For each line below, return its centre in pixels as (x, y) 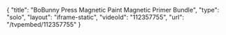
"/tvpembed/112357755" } (44, 24)
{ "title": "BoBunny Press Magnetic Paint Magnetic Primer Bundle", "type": (113, 10)
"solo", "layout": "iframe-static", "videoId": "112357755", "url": (96, 17)
